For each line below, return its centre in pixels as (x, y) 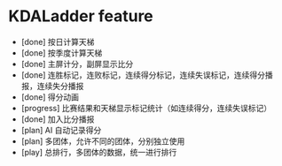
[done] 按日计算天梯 (58, 41)
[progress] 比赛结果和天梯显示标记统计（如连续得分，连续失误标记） (146, 108)
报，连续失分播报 (52, 86)
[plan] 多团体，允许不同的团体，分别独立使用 (103, 141)
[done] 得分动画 (50, 97)
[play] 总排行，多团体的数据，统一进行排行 (99, 152)
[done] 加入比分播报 (58, 119)
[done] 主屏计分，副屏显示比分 (77, 64)
